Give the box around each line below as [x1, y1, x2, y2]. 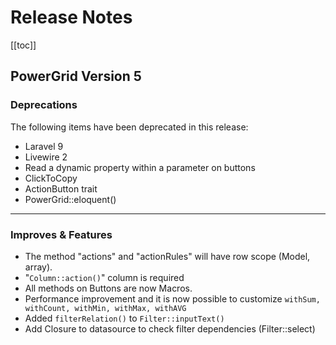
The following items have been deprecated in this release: [10, 121, 249, 133]
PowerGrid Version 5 [10, 68, 142, 85]
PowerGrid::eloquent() [24, 193, 117, 205]
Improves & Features [10, 227, 113, 241]
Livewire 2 [24, 151, 68, 163]
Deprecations [10, 98, 78, 112]
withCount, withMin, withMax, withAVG [24, 303, 187, 313]
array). [24, 261, 53, 273]
